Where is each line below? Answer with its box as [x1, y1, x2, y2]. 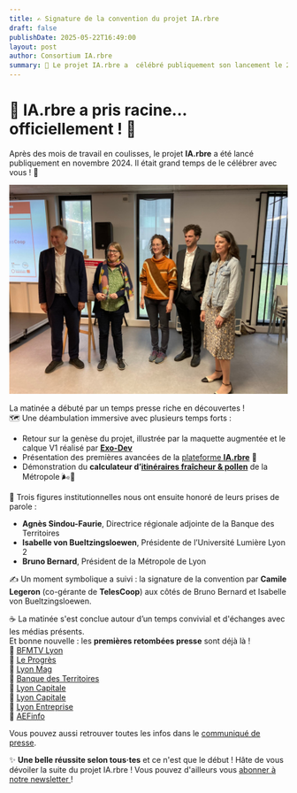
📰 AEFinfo [9, 711, 46, 721]
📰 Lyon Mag [9, 664, 53, 674]
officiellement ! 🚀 [9, 119, 137, 139]
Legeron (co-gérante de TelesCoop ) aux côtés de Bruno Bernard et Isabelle [9, 586, 287, 597]
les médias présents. [9, 626, 85, 636]
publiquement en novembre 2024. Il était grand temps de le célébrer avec [9, 158, 278, 168]
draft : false [9, 23, 57, 33]
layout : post [9, 42, 57, 51]
